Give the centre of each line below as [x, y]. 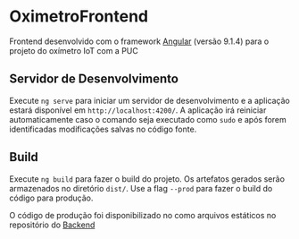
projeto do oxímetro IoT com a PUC [74, 50]
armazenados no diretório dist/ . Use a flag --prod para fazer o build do [141, 188]
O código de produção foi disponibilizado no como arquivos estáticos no [143, 215]
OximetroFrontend [79, 17]
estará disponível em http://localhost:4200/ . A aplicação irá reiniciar [138, 110]
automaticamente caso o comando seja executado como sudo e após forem [148, 119]
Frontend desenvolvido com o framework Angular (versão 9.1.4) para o [139, 41]
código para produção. [51, 198]
